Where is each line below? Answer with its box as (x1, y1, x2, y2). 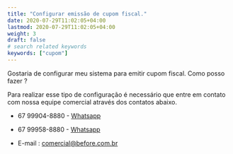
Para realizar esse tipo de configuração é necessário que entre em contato (7, 90, 226, 99)
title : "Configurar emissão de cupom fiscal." (7, 10, 147, 18)
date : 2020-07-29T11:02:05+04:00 (7, 17, 106, 24)
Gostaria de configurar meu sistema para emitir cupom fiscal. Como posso (7, 69, 225, 78)
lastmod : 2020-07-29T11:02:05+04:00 (7, 23, 115, 30)
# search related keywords (7, 43, 87, 50)
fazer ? (7, 76, 28, 85)
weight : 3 (7, 30, 37, 37)
